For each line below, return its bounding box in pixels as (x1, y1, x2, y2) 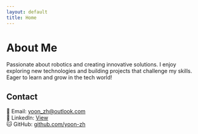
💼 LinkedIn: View (6, 114, 49, 122)
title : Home (6, 15, 37, 21)
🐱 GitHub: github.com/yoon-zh (6, 121, 86, 128)
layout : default (6, 9, 48, 15)
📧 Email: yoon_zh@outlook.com (6, 108, 86, 115)
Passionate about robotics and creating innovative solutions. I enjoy (6, 61, 177, 68)
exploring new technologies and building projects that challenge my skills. (6, 68, 193, 75)
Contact (6, 91, 38, 102)
